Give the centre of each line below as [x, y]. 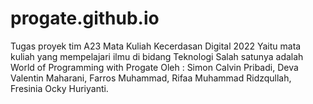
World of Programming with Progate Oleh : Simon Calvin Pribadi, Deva [154, 67]
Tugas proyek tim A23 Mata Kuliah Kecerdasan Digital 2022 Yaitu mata [156, 46]
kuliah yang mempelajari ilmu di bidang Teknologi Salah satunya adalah [157, 56]
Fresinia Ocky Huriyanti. [59, 88]
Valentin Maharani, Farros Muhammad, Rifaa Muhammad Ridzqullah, [151, 78]
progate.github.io [85, 18]
